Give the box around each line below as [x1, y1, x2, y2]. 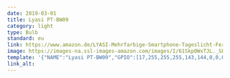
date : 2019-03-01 [7, 9, 57, 17]
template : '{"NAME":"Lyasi [7, 54, 84, 61]
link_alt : [7, 60, 36, 67]
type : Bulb [7, 28, 38, 36]
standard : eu [7, 35, 44, 42]
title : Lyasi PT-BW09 [7, 16, 69, 23]
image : [7, 48, 26, 55]
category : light [7, 22, 53, 29]
